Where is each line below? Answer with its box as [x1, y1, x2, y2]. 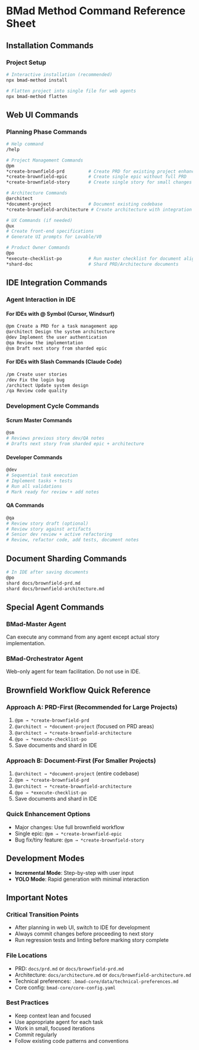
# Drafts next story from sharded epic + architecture [6, 441, 145, 447]
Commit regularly [14, 1031, 57, 1038]
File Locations [6, 951, 47, 960]
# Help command [6, 141, 44, 147]
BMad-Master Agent [6, 620, 66, 628]
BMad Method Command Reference [6, 4, 186, 18]
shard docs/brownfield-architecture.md [6, 586, 105, 592]
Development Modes [6, 854, 85, 864]
